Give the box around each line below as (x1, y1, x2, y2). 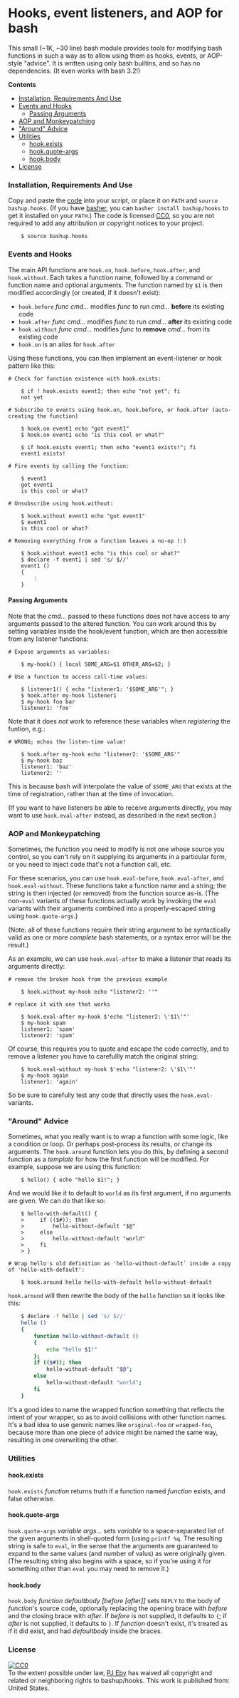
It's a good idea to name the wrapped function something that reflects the (8, 1405, 225, 1414)
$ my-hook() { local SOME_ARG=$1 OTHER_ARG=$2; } (21, 661, 171, 668)
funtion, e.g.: (8, 724, 46, 733)
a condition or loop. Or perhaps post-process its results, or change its (8, 1140, 213, 1148)
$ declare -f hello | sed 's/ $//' (21, 1313, 127, 1320)
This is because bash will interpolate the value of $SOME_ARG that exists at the (8, 782, 232, 791)
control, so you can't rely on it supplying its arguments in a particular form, (8, 853, 227, 861)
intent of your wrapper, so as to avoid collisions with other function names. (8, 1413, 227, 1421)
